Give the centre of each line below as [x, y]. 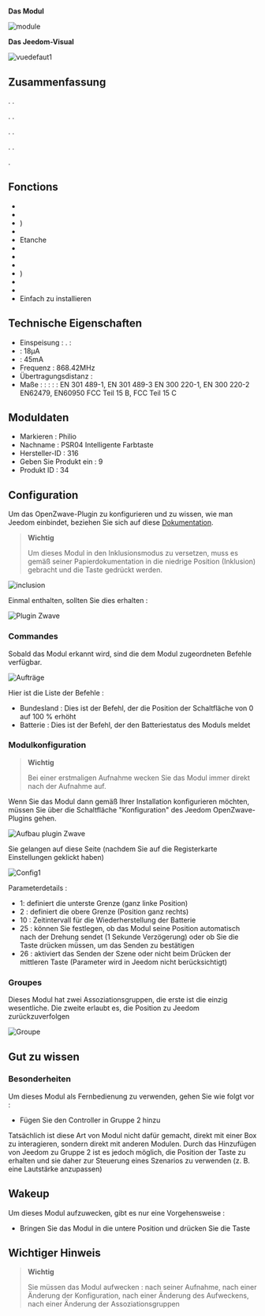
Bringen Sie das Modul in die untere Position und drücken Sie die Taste [135, 1228]
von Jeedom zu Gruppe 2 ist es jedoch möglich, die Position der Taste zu [127, 1152]
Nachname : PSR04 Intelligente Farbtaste [86, 445]
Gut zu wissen [44, 1056]
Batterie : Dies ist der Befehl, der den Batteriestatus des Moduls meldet [135, 725]
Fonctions [34, 187]
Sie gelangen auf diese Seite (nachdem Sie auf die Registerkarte [113, 849]
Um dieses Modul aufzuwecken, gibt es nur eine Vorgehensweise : [117, 1212]
